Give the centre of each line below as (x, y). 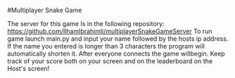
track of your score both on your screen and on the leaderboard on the (110, 61)
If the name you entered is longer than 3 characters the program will (106, 46)
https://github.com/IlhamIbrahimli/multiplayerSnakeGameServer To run (110, 31)
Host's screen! (28, 69)
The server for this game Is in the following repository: (86, 24)
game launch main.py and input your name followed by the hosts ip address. (118, 39)
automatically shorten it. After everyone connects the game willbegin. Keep (116, 53)
